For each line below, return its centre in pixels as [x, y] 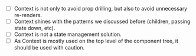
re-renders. [28, 15]
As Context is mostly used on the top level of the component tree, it [96, 41]
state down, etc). [35, 28]
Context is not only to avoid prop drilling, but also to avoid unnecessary [101, 9]
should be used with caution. [49, 48]
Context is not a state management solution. [68, 34]
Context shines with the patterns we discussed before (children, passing [102, 22]
